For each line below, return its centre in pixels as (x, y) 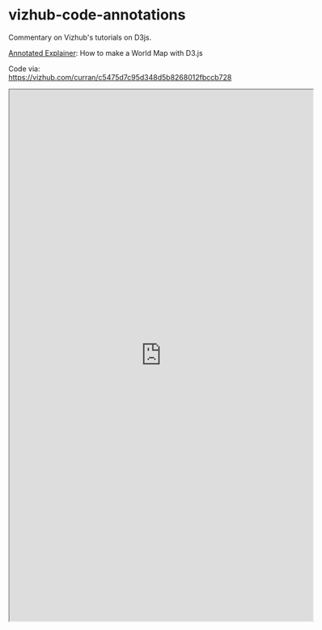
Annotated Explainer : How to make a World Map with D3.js (106, 53)
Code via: (24, 68)
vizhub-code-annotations (97, 15)
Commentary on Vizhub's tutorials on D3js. (80, 37)
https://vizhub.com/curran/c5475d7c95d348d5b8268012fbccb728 (120, 77)
